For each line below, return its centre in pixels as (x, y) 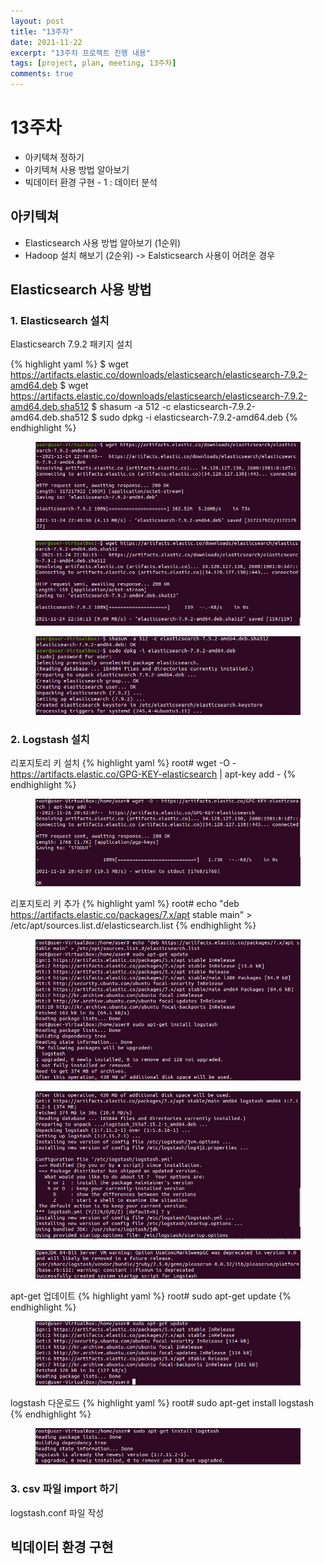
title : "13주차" (42, 31)
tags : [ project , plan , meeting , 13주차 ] (93, 63)
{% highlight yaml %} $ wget (69, 364)
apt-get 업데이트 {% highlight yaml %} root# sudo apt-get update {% (151, 1296)
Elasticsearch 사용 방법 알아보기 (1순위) (103, 242)
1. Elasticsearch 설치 (60, 321)
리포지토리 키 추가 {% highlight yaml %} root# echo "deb (125, 903)
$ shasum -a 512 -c (131, 407)
